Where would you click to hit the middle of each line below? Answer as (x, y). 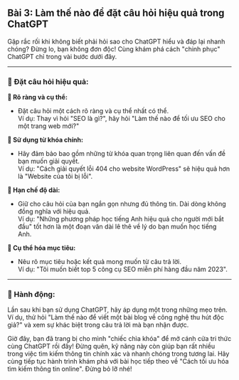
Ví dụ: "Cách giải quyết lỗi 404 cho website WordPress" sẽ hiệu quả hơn (124, 169)
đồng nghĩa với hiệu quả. (54, 211)
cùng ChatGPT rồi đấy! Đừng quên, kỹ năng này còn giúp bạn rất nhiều (111, 347)
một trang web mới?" (48, 126)
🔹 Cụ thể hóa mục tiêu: (42, 248)
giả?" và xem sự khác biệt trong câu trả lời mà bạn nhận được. (98, 325)
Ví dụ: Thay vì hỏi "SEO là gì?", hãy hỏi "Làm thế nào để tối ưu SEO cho (121, 119)
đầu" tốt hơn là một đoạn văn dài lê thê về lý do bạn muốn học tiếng (117, 227)
